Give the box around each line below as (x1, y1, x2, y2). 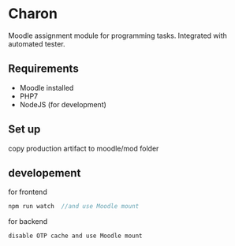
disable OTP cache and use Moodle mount (8, 232, 144, 240)
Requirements (8, 62, 79, 76)
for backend (8, 217, 48, 226)
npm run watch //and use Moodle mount (8, 203, 140, 211)
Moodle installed (19, 83, 74, 92)
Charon (8, 5, 58, 23)
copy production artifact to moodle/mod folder (8, 143, 159, 153)
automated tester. (8, 39, 65, 48)
